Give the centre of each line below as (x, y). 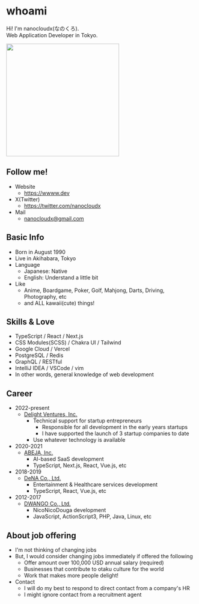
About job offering (41, 535)
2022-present (32, 408)
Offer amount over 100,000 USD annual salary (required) (94, 563)
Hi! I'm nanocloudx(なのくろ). (43, 28)
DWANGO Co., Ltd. (47, 504)
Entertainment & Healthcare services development (95, 484)
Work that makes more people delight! (71, 575)
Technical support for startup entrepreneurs (87, 421)
